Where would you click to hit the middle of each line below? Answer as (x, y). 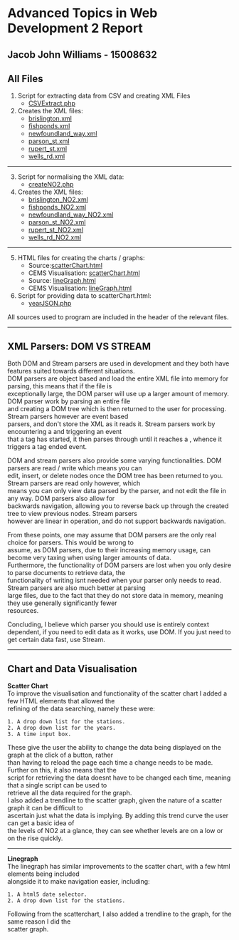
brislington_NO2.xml (58, 200)
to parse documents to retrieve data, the (67, 573)
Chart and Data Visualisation (72, 669)
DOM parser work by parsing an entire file (69, 401)
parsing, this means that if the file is (60, 386)
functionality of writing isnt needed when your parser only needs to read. (115, 580)
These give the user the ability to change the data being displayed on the (115, 748)
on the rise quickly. (35, 838)
